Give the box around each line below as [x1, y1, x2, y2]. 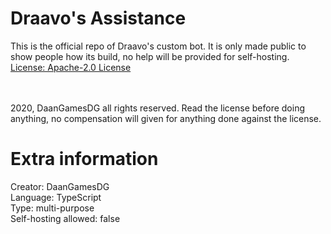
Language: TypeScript [10, 191, 102, 203]
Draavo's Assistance [10, 7, 187, 30]
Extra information [10, 148, 159, 171]
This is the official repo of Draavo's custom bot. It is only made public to [10, 40, 307, 52]
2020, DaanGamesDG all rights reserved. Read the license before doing [10, 102, 306, 114]
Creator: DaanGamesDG [10, 180, 110, 192]
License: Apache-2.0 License [10, 61, 132, 73]
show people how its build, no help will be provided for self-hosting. [10, 50, 290, 62]
